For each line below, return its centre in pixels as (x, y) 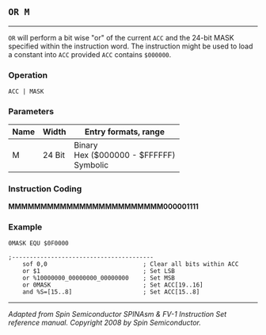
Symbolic (91, 165)
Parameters (31, 112)
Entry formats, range (124, 132)
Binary (86, 145)
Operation (28, 75)
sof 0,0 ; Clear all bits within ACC (131, 264)
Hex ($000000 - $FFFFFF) (125, 156)
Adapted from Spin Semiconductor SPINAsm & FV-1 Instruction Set (118, 314)
